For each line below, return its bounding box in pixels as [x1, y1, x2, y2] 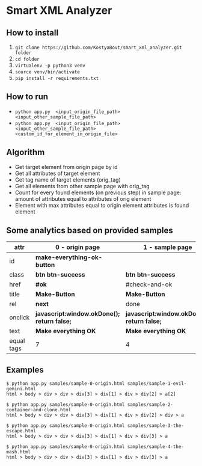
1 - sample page [143, 243, 192, 251]
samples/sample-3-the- [127, 423, 185, 429]
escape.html [6, 428, 36, 434]
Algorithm [6, 147, 45, 158]
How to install [6, 28, 59, 38]
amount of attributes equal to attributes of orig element [14, 195, 151, 202]
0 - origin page [55, 243, 100, 251]
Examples [6, 364, 44, 375]
